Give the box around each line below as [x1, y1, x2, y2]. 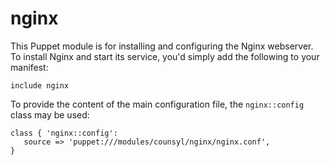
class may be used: [10, 108, 90, 121]
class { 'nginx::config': [10, 128, 118, 138]
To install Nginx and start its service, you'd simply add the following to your [10, 50, 320, 62]
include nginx [10, 80, 70, 91]
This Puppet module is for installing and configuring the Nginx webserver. [10, 40, 314, 52]
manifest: [10, 61, 49, 73]
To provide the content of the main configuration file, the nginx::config [10, 98, 305, 110]
